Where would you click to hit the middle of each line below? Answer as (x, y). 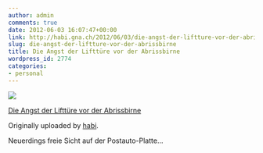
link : (17, 37)
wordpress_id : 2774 (40, 59)
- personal (26, 73)
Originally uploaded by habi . (54, 125)
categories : (27, 66)
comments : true (33, 23)
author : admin (31, 15)
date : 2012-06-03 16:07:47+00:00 (63, 30)
